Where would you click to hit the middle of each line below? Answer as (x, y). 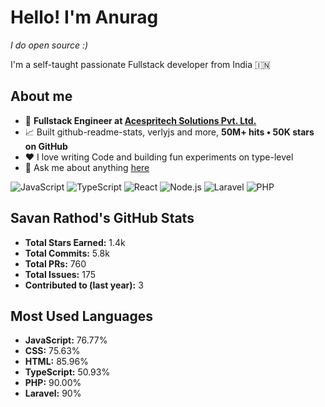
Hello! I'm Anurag (84, 17)
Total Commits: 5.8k (67, 253)
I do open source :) (49, 45)
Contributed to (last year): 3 (84, 285)
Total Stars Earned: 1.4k (75, 242)
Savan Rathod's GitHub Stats (102, 218)
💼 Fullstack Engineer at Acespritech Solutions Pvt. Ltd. (140, 120)
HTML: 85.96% (56, 362)
